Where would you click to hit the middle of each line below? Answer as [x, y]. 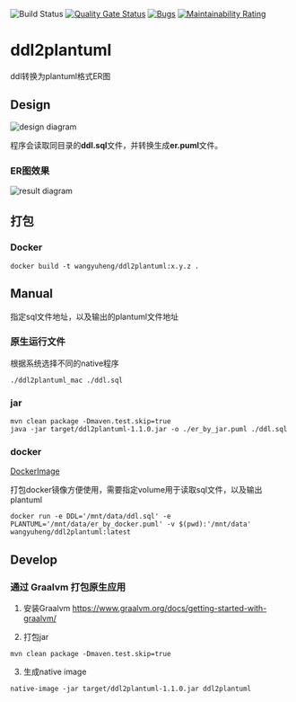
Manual [31, 293]
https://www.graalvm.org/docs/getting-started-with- [170, 609]
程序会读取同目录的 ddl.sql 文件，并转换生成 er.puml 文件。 [117, 145]
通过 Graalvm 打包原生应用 [68, 587]
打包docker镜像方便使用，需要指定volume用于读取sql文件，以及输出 [136, 490]
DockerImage [35, 471]
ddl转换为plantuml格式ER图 [61, 76]
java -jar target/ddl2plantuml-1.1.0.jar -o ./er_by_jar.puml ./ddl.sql [149, 430]
